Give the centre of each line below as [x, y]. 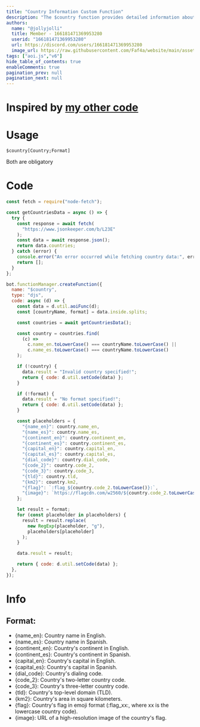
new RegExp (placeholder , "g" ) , [66, 526]
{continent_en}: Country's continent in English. [72, 648]
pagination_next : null [34, 78]
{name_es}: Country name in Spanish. [61, 642]
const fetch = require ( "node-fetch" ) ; [54, 202]
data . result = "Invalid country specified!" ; [79, 372]
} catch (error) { [35, 251]
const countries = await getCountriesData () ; [74, 322]
